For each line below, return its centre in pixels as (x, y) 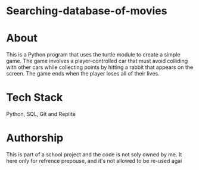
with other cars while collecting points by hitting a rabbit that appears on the (100, 67)
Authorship (35, 138)
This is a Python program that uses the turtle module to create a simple (93, 55)
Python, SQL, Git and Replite (41, 114)
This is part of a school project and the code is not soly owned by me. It (94, 155)
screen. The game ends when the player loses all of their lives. (83, 74)
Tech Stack (35, 98)
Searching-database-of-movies (87, 11)
